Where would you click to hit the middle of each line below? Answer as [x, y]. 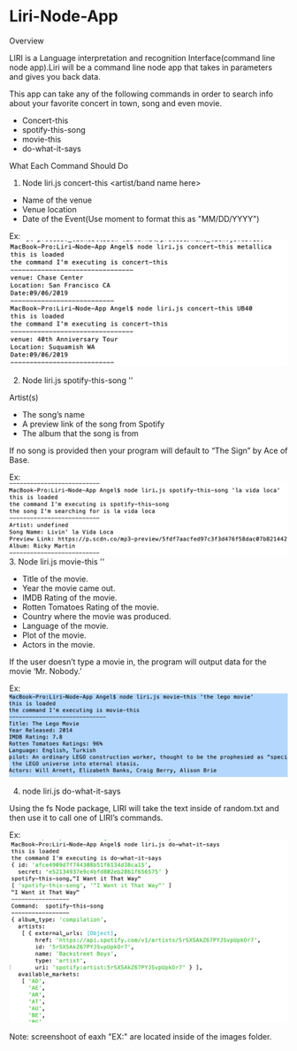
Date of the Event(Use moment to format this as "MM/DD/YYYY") [141, 219]
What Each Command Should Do [69, 165]
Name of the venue [57, 200]
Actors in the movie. [58, 644]
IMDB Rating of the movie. [69, 597]
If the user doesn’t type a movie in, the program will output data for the [138, 662]
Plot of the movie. [54, 635]
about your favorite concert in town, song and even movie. [116, 103]
